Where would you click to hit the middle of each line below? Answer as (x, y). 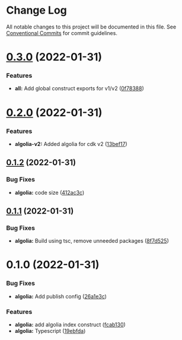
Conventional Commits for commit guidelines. (62, 33)
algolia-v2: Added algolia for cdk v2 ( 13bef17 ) (71, 144)
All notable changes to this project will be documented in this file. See (91, 27)
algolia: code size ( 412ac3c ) (50, 192)
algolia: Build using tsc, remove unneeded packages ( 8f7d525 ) (92, 241)
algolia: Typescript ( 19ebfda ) (50, 331)
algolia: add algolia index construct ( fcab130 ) (70, 325)
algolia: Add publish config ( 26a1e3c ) (60, 296)
